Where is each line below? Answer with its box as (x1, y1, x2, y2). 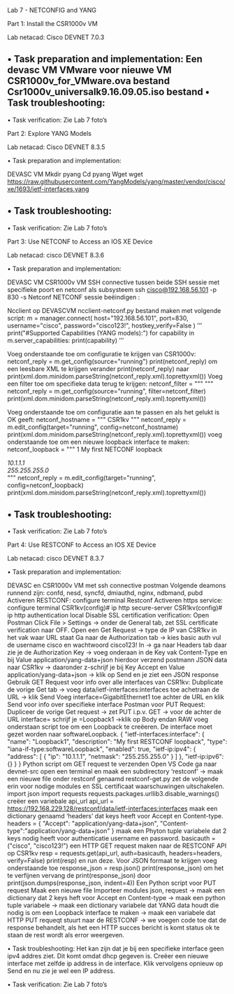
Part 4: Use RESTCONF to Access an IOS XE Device (7, 540, 156, 549)
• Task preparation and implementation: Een (7, 53, 203, 65)
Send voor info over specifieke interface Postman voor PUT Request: (7, 700, 206, 709)
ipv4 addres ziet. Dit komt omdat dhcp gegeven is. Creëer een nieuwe (7, 952, 209, 960)
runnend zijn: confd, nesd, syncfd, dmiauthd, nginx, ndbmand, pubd (7, 589, 203, 597)
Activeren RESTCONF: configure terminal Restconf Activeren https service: (7, 596, 224, 605)
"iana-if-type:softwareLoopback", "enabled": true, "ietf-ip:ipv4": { (7, 745, 196, 753)
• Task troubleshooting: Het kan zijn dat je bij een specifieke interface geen (7, 944, 224, 953)
